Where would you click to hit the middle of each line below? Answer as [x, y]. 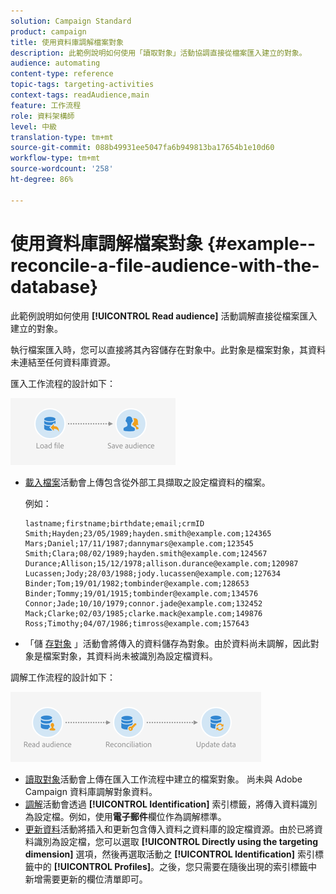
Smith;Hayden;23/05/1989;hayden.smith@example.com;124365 [148, 533]
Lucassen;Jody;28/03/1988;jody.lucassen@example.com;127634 [152, 573]
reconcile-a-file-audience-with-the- [165, 265]
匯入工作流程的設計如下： [63, 383]
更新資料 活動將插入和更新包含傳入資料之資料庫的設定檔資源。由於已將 [169, 829]
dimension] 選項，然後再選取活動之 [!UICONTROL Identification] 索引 [170, 854]
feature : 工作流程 [46, 105]
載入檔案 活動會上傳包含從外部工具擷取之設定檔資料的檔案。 [147, 482]
